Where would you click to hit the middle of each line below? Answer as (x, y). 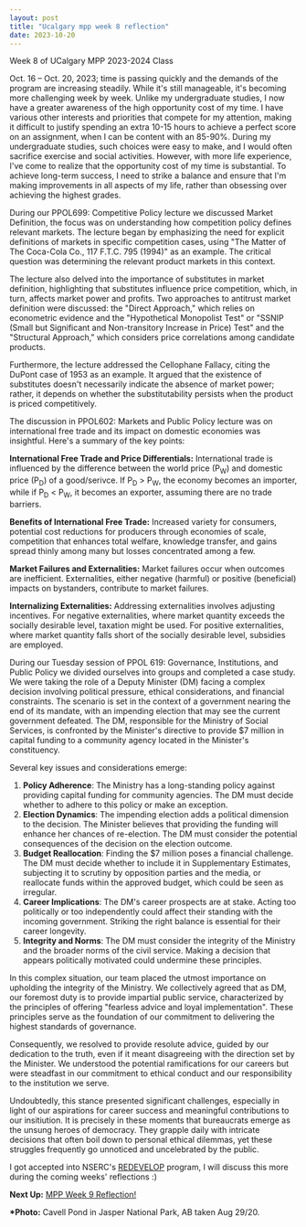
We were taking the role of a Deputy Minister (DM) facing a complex (137, 681)
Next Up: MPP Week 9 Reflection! (73, 1194)
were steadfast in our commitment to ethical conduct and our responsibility (151, 1073)
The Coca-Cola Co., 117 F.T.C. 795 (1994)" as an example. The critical (140, 251)
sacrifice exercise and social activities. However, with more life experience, (151, 156)
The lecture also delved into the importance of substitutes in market (137, 279)
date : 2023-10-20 (42, 35)
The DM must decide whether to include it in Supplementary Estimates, (156, 863)
